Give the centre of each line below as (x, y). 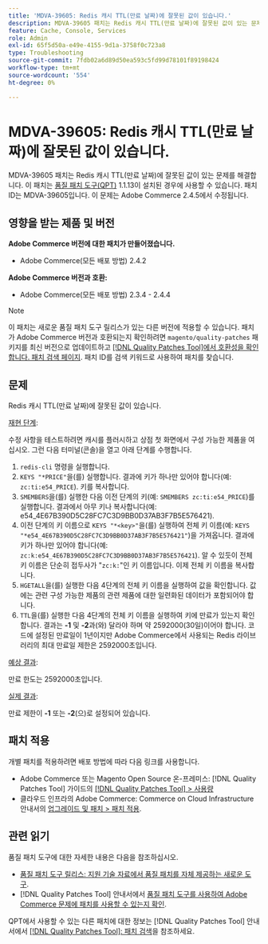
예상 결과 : (23, 662)
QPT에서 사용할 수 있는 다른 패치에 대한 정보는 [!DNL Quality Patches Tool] (127, 921)
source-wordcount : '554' (49, 75)
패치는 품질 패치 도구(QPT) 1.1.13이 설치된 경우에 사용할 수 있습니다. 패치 (145, 186)
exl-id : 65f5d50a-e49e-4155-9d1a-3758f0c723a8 (87, 46)
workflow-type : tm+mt (44, 68)
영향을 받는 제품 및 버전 (62, 223)
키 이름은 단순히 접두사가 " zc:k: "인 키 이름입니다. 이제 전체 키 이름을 (126, 566)
